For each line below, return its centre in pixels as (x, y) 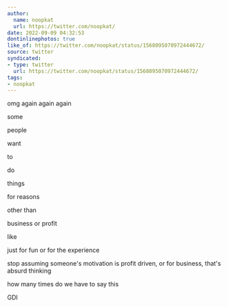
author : (18, 13)
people (17, 130)
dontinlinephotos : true (41, 39)
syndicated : (24, 59)
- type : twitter (30, 65)
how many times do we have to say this (63, 284)
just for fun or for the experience (53, 250)
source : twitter (30, 52)
